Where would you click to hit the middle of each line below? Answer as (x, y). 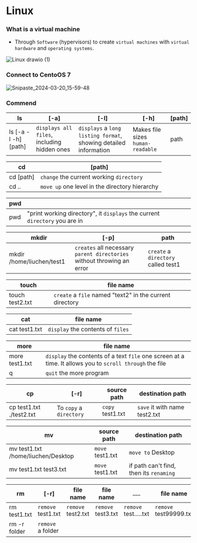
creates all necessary (104, 248)
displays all (54, 128)
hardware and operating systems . (54, 48)
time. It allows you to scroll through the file (106, 364)
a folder (48, 531)
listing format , (100, 135)
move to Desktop (152, 452)
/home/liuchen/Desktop (42, 456)
